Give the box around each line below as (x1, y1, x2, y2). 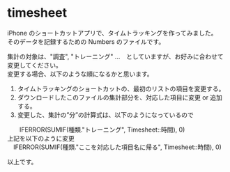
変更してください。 (7, 61, 63, 69)
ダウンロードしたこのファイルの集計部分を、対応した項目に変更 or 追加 (17, 93, 223, 102)
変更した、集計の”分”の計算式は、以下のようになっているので (17, 110, 194, 119)
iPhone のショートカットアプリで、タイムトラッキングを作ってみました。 (7, 29, 217, 37)
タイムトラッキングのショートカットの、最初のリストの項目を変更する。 (17, 84, 225, 93)
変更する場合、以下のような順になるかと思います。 (7, 70, 153, 78)
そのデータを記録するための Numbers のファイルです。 (7, 37, 165, 46)
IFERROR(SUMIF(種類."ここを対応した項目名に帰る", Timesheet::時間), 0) (13, 143, 222, 151)
